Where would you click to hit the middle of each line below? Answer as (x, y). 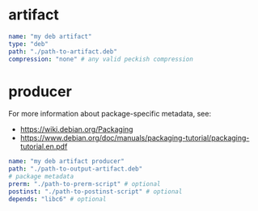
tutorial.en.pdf (44, 146)
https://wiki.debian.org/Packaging (76, 129)
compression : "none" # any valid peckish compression (101, 59)
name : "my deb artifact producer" (67, 162)
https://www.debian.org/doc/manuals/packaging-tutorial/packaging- (135, 138)
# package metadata (41, 177)
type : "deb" (28, 44)
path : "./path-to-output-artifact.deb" (76, 169)
